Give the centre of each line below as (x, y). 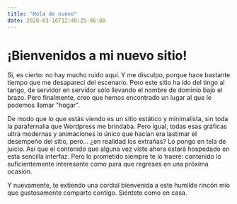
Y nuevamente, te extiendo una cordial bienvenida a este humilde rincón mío (119, 186)
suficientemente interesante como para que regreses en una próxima (108, 164)
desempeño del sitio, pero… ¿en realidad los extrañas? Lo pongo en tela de (117, 142)
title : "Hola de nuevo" (42, 14)
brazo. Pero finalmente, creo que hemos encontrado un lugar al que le (110, 98)
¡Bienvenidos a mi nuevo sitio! (97, 56)
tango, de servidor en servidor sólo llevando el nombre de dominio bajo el (115, 90)
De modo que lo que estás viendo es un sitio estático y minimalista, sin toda (118, 119)
